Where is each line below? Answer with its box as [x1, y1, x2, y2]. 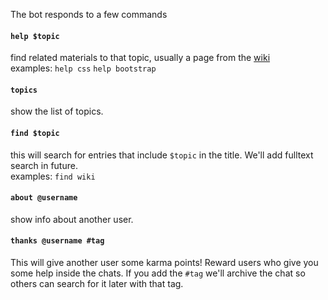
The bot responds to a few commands [10, 9, 168, 20]
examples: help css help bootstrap [10, 62, 157, 74]
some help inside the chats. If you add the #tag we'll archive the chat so [10, 267, 306, 279]
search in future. [10, 159, 78, 171]
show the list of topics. [10, 105, 104, 118]
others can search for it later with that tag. [10, 278, 184, 290]
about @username [10, 193, 78, 203]
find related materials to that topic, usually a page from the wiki [10, 52, 271, 64]
